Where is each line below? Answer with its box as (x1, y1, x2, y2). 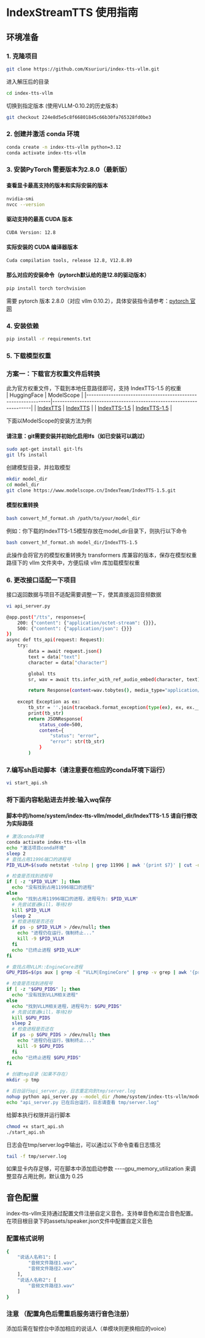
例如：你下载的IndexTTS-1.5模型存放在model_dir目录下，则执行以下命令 (6, 527, 187, 535)
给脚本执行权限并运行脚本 (6, 1111, 71, 1118)
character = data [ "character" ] (28, 660, 108, 666)
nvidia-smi (6, 195, 34, 202)
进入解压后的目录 (6, 78, 49, 85)
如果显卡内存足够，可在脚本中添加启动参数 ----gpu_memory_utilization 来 (6, 1165, 191, 1173)
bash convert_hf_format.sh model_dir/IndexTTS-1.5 (6, 539, 138, 546)
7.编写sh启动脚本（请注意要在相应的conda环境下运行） (6, 765, 169, 774)
